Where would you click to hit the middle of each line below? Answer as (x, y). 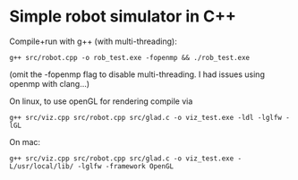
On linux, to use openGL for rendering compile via (101, 101)
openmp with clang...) (50, 83)
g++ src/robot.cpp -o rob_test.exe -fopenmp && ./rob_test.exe (130, 57)
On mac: (25, 141)
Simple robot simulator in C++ (123, 17)
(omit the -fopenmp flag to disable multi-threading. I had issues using (137, 74)
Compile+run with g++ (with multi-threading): (93, 41)
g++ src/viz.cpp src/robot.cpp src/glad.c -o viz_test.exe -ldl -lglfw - (150, 117)
